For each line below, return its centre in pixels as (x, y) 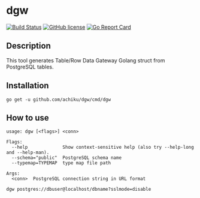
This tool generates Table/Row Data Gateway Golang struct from (86, 60)
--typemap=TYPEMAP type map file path (61, 163)
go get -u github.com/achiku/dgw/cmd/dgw (59, 100)
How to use (28, 118)
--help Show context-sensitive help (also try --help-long (103, 148)
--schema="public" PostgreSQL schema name (66, 158)
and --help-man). (28, 153)
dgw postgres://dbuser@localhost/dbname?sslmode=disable (79, 190)
